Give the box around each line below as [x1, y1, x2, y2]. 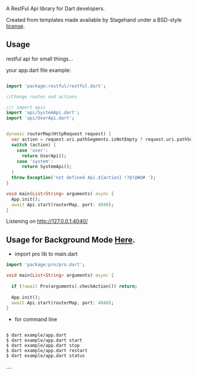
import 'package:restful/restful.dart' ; [6, 83, 107, 89]
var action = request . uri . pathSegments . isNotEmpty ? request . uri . [11, 136, 177, 143]
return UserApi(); [21, 153, 67, 159]
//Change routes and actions [6, 93, 77, 99]
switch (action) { [11, 142, 57, 148]
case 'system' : [16, 158, 54, 164]
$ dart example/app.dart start [6, 337, 83, 343]
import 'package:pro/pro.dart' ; [6, 262, 85, 268]
